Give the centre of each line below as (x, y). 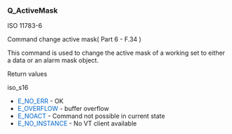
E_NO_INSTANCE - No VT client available (77, 123)
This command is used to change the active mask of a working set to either (116, 53)
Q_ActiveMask (33, 11)
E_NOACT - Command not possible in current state (91, 116)
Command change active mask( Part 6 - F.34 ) (75, 39)
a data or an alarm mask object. (53, 60)
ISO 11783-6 (25, 26)
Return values (27, 74)
